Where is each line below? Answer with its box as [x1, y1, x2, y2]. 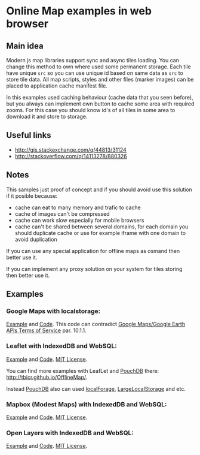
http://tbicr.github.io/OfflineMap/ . [6, 373, 88, 381]
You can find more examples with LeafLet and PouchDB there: [6, 367, 159, 374]
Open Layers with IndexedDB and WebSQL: [6, 429, 134, 437]
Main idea [6, 41, 44, 51]
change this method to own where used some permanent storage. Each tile [6, 63, 191, 70]
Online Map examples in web [6, 4, 152, 18]
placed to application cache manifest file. [6, 82, 107, 89]
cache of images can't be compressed [14, 210, 110, 217]
